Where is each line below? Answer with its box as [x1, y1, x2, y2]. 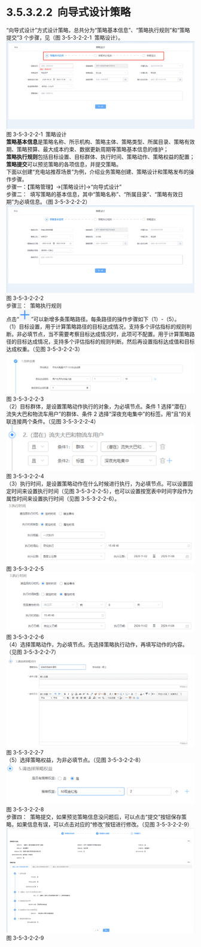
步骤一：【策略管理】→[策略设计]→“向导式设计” [6, 183, 122, 190]
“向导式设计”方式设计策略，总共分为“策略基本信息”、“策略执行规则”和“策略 [6, 26, 190, 34]
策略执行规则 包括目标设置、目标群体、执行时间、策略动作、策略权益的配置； [6, 153, 195, 160]
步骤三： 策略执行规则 [6, 302, 62, 309]
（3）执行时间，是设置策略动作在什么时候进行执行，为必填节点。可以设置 [6, 480, 188, 487]
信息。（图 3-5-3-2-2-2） [29, 198, 91, 205]
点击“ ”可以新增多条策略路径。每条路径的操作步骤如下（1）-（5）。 [6, 315, 180, 323]
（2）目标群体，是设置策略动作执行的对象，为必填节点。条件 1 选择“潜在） [6, 402, 190, 410]
